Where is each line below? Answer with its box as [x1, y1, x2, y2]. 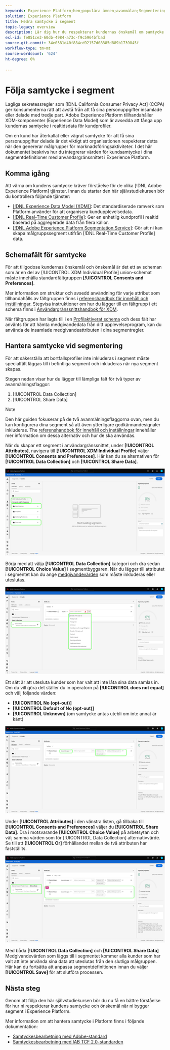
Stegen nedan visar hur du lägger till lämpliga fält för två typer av [5, 375, 141, 382]
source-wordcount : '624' [5, 51, 58, 56]
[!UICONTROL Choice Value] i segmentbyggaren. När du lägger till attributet [5, 566, 165, 572]
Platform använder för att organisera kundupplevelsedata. [12, 209, 133, 215]
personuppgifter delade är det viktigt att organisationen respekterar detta [5, 138, 158, 144]
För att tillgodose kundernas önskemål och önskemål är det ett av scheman [5, 264, 162, 270]
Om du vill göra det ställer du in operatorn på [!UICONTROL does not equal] [5, 685, 164, 691]
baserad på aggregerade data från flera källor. [12, 219, 109, 226]
